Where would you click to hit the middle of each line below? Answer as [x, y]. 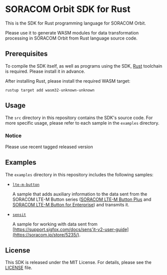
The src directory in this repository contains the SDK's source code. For [79, 117]
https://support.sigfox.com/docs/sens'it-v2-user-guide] [72, 229]
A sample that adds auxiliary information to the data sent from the [80, 194]
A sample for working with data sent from [55, 224]
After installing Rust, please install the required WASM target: [68, 81]
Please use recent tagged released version [49, 147]
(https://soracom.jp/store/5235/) [46, 234]
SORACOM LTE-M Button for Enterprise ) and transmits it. [71, 204]
